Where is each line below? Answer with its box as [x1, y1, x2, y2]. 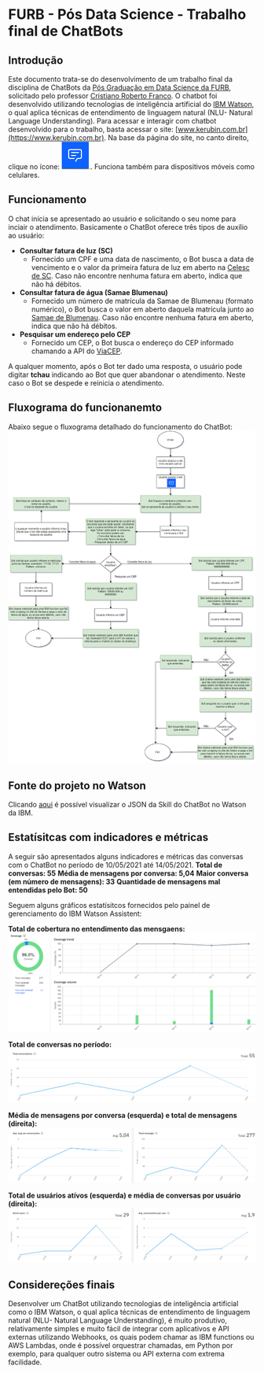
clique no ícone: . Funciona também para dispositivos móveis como [8, 162, 255, 171]
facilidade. [8, 1357, 42, 1367]
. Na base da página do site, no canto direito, [104, 133, 249, 142]
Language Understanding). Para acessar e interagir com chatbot [8, 116, 217, 125]
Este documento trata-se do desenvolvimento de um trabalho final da [8, 75, 233, 83]
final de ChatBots [8, 22, 123, 40]
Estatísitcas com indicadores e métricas [8, 831, 209, 844]
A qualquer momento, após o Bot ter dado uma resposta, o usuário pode [8, 361, 243, 371]
